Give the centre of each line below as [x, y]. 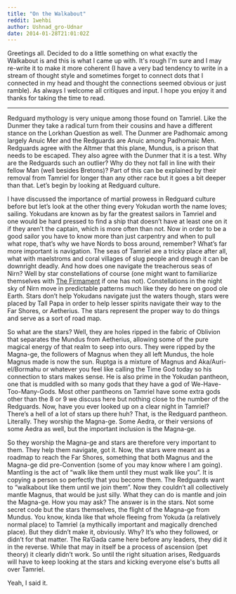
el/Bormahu [24, 369]
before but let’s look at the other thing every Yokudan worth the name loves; [117, 206]
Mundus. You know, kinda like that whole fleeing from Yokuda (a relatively [114, 517]
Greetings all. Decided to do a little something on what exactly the [103, 53]
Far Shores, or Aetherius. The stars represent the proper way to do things [113, 311]
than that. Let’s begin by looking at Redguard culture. [84, 185]
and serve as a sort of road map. [54, 318]
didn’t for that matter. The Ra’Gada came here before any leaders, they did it [117, 540]
